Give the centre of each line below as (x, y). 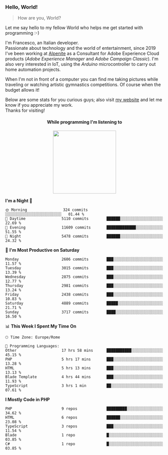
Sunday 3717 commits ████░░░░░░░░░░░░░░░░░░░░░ (84, 312)
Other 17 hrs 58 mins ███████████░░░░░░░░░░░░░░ (84, 350)
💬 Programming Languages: (32, 346)
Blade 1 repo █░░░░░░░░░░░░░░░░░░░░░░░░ (84, 435)
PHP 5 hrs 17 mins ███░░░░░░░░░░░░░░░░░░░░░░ (84, 359)
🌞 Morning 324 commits (47, 210)
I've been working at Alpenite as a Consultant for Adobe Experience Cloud (82, 53)
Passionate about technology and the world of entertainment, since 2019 (80, 48)
